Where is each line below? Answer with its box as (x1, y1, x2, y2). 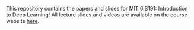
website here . (6, 18, 40, 24)
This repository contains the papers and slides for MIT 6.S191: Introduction (6, 5, 188, 12)
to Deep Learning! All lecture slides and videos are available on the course (6, 11, 188, 18)
